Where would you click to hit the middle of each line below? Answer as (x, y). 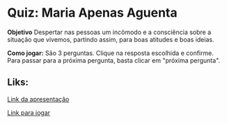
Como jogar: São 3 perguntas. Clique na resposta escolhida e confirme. (110, 53)
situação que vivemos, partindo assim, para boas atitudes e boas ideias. (111, 39)
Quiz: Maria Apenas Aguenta (92, 13)
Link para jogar (29, 112)
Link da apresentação (38, 99)
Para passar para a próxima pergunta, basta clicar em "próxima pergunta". (114, 60)
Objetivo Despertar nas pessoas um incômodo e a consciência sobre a (109, 32)
